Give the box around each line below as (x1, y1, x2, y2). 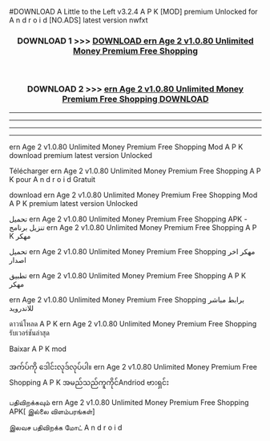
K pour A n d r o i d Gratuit (9, 174, 95, 184)
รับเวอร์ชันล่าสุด (9, 328, 50, 338)
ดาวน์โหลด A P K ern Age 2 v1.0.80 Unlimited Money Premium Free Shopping (9, 318, 257, 328)
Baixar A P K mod (9, 344, 67, 354)
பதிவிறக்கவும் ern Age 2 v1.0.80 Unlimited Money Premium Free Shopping (9, 397, 249, 407)
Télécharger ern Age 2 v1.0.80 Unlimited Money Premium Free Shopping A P (9, 166, 261, 176)
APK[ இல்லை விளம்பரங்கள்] (9, 407, 95, 416)
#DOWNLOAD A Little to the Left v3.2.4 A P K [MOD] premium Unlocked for (9, 7, 259, 16)
